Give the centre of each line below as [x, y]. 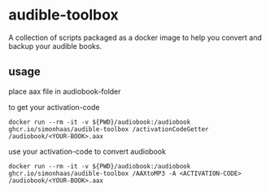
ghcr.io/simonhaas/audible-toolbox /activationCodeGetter [109, 129]
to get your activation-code [54, 107]
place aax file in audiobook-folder [65, 91]
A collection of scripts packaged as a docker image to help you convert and [135, 37]
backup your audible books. [55, 46]
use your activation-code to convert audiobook [87, 151]
